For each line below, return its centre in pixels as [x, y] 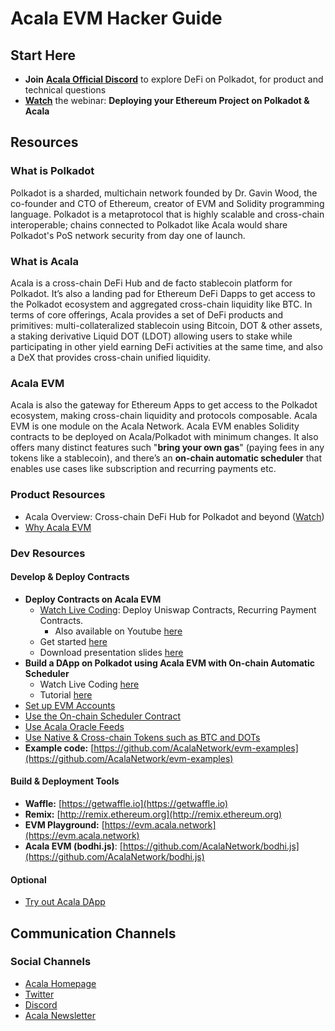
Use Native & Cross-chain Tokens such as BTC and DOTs [142, 737]
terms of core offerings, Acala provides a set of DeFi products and [147, 314]
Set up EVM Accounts [70, 705]
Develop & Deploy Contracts [70, 577]
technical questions [65, 90]
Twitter [39, 994]
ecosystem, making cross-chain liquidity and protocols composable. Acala [164, 416]
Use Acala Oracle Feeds [74, 726]
